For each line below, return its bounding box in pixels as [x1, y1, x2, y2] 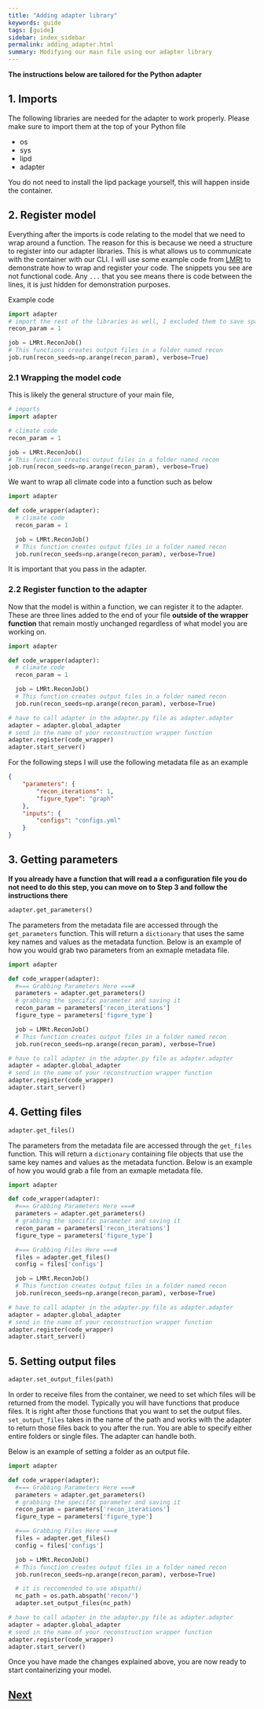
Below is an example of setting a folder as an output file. [8, 1447, 190, 1456]
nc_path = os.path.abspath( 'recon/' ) [15, 1592, 139, 1600]
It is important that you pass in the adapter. [8, 564, 147, 574]
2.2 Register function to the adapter [8, 584, 148, 595]
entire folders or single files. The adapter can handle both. [8, 1432, 196, 1441]
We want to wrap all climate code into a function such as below [8, 477, 213, 486]
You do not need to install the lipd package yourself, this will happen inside [8, 177, 250, 187]
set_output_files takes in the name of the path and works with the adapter [8, 1415, 251, 1425]
